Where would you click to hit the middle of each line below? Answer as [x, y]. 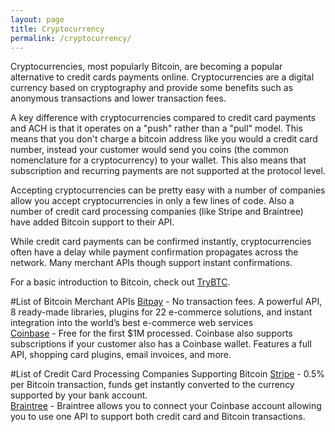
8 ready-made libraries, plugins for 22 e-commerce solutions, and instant [161, 312]
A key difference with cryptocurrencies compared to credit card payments [163, 118]
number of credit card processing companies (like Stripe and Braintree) [157, 212]
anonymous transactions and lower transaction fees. [118, 98]
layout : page [37, 19]
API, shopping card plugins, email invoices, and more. [121, 355]
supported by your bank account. [79, 395]
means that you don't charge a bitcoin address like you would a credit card [164, 139]
